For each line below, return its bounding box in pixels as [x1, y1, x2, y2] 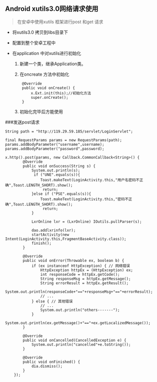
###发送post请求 [5, 119, 40, 125]
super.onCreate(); [31, 95, 69, 100]
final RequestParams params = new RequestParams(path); [5, 137, 122, 142]
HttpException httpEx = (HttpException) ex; [40, 267, 133, 273]
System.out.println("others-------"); [40, 307, 120, 312]
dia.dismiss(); [31, 364, 63, 369]
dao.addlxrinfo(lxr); [31, 228, 76, 233]
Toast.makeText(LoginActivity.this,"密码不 [40, 197, 129, 202]
